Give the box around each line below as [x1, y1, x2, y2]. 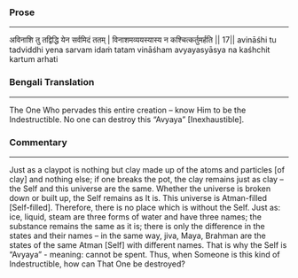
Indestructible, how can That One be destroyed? [9, 259, 186, 269]
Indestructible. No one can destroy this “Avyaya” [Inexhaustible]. [9, 113, 245, 125]
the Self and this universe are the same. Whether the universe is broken [9, 183, 271, 194]
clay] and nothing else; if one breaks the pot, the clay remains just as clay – [9, 174, 284, 184]
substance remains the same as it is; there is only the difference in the [9, 220, 265, 231]
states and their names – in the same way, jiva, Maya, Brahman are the [9, 230, 266, 241]
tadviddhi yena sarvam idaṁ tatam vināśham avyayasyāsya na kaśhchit [9, 44, 271, 55]
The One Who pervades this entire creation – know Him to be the [9, 104, 247, 115]
